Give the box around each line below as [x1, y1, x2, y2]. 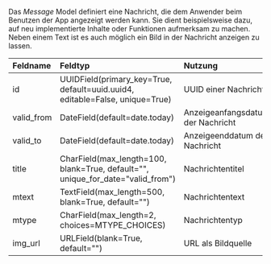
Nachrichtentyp [183, 215, 244, 225]
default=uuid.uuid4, [60, 84, 135, 95]
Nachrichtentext [183, 192, 245, 202]
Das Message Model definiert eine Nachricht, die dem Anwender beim [8, 7, 243, 16]
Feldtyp [60, 60, 90, 71]
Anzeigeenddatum [183, 130, 254, 141]
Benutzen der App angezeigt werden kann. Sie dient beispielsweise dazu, [8, 15, 252, 25]
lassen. [8, 41, 32, 51]
